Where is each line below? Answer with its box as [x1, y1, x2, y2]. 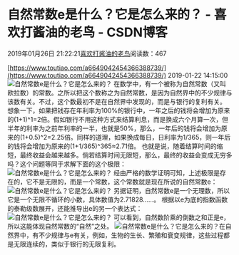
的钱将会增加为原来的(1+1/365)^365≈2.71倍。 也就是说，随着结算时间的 [7, 142, 217, 150]
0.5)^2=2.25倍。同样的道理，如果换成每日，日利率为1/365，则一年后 [29, 132, 230, 141]
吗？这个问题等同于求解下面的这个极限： [7, 160, 126, 168]
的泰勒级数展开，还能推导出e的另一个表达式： [7, 204, 143, 212]
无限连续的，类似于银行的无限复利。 [13, 239, 120, 248]
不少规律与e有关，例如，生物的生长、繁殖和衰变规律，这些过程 [38, 231, 224, 239]
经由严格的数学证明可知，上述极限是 [113, 168, 220, 177]
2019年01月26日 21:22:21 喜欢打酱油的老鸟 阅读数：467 [7, 49, 167, 58]
